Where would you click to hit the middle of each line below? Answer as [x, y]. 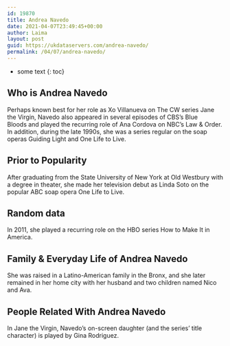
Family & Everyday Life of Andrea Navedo [97, 259]
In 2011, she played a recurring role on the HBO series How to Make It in [109, 230]
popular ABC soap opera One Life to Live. [66, 192]
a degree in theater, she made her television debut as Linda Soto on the [108, 184]
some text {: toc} [41, 71]
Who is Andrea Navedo [57, 93]
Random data [36, 213]
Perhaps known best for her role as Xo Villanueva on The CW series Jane [111, 109]
